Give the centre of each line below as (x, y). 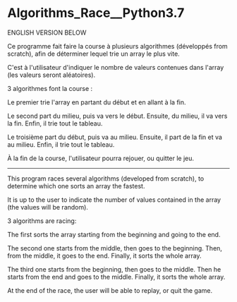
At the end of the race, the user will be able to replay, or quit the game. (110, 290)
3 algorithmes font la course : (50, 88)
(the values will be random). (48, 207)
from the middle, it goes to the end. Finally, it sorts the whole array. (105, 255)
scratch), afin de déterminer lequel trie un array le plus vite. (93, 54)
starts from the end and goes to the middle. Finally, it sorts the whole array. (116, 277)
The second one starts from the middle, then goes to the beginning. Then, (115, 248)
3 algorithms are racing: (42, 221)
